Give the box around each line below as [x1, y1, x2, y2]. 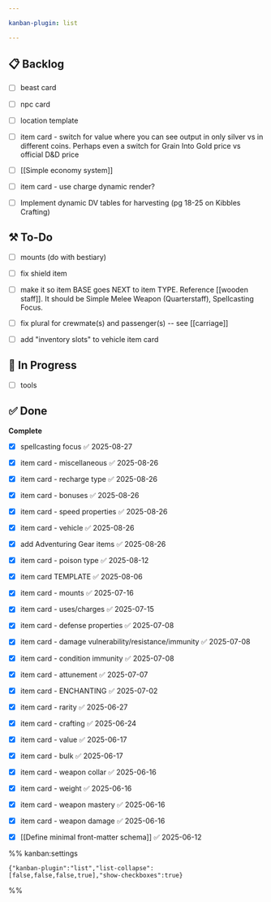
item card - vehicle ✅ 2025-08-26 [19, 523, 135, 532]
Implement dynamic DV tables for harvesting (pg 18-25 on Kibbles [19, 197, 241, 207]
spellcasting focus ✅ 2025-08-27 [19, 441, 132, 451]
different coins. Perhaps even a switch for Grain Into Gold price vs [19, 141, 241, 150]
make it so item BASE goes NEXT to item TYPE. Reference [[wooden [19, 284, 249, 294]
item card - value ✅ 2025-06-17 [19, 735, 127, 744]
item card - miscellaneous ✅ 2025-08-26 [19, 458, 159, 467]
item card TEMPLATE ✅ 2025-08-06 [19, 572, 144, 582]
